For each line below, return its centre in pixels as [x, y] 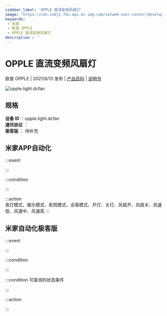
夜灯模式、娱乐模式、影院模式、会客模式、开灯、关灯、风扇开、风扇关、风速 [83, 205]
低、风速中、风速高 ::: [27, 211]
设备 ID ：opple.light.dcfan [32, 118]
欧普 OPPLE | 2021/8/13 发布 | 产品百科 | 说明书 [53, 78]
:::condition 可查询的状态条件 [35, 280]
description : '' [23, 38]
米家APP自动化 [28, 148]
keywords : [15, 19]
